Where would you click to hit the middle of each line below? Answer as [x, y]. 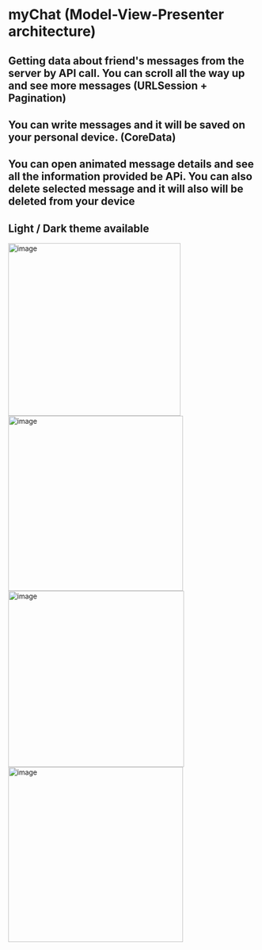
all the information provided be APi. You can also [131, 177]
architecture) [52, 31]
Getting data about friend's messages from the [126, 61]
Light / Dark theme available [79, 228]
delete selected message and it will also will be [126, 189]
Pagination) [38, 98]
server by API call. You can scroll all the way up [127, 73]
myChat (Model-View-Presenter [116, 15]
